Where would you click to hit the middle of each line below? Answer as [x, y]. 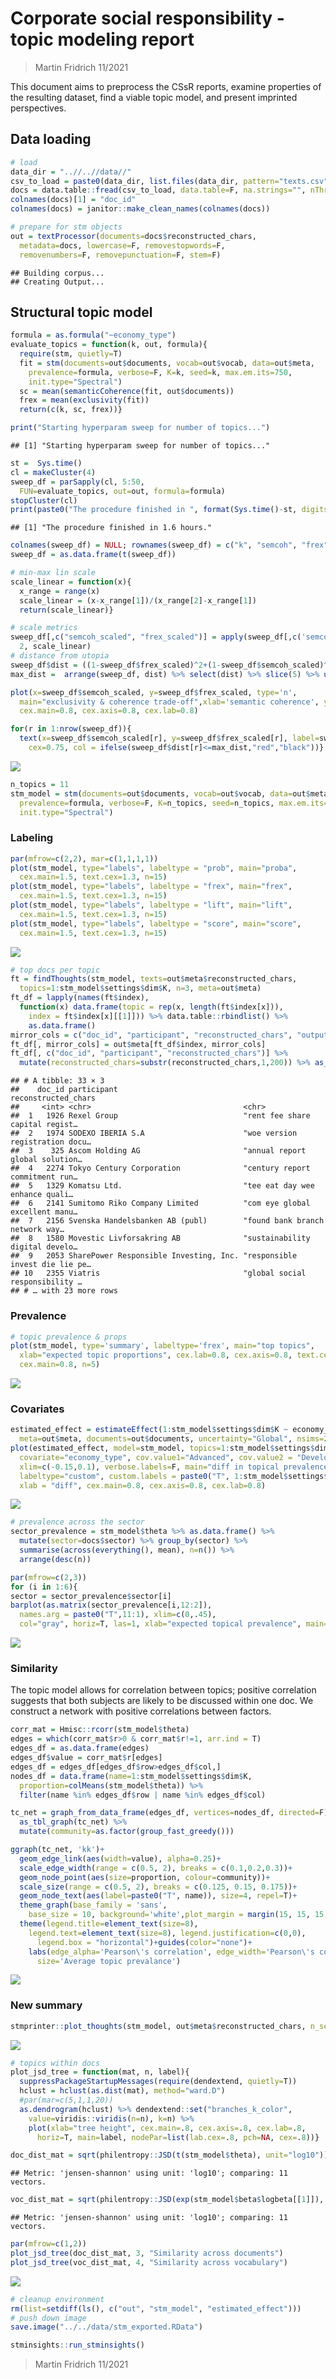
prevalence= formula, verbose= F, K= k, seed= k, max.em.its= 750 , [160, 372]
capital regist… [44, 1125]
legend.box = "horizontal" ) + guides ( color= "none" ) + [144, 1942]
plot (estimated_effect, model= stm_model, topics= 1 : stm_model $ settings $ [162, 1448]
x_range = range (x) [60, 591]
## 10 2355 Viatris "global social [158, 1273]
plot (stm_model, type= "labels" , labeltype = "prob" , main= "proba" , [154, 868]
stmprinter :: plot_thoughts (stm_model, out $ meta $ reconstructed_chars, [158, 2026]
